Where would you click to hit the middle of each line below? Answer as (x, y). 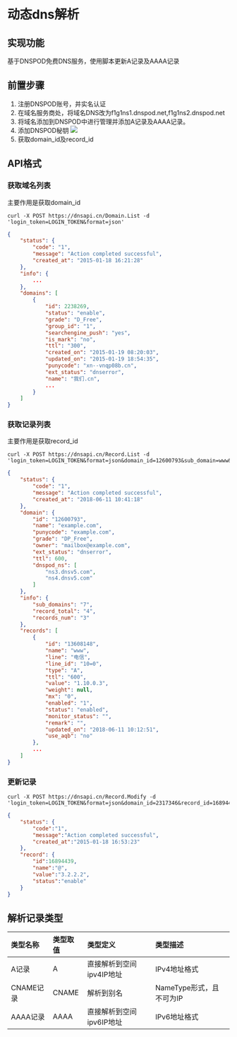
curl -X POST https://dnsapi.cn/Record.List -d (79, 455)
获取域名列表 (29, 186)
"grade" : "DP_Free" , (63, 539)
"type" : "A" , (64, 670)
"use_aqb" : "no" (69, 736)
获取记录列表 (29, 425)
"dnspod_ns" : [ (55, 565)
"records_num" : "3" (61, 618)
